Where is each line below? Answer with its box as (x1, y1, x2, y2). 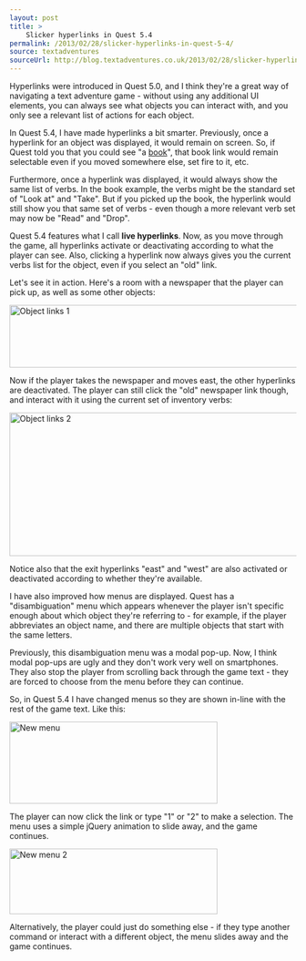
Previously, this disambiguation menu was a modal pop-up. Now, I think (9, 648, 278, 658)
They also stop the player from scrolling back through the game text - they (9, 667, 289, 677)
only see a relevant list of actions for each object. (9, 110, 195, 120)
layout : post (9, 13, 59, 23)
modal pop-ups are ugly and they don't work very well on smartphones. (9, 657, 279, 668)
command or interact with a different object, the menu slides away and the (9, 931, 289, 942)
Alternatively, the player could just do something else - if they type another (9, 922, 291, 932)
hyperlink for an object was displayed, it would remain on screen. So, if (9, 138, 276, 148)
